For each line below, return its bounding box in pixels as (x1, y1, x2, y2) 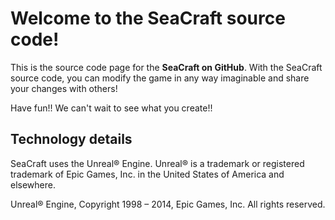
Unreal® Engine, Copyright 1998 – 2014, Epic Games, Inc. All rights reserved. (10, 198, 326, 210)
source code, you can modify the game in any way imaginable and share (10, 72, 310, 84)
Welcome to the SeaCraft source (10, 7, 286, 30)
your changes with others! (10, 82, 118, 94)
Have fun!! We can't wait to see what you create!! (10, 102, 213, 114)
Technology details (10, 131, 133, 148)
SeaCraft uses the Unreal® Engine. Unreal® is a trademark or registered (10, 157, 305, 169)
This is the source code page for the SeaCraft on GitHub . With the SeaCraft (10, 61, 323, 73)
